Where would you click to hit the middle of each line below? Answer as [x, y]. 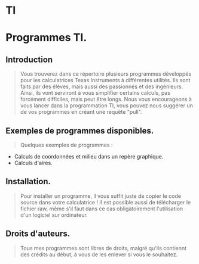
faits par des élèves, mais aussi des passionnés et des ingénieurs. [102, 86]
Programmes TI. [46, 38]
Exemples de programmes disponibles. [80, 131]
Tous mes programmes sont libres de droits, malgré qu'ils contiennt [103, 248]
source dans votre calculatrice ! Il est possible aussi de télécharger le [105, 202]
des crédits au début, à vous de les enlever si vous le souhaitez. [99, 254]
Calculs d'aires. [33, 163]
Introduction [29, 59]
